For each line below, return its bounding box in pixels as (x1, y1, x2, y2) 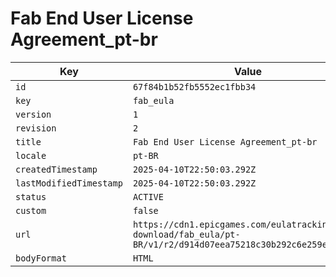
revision (15, 122, 57, 134)
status (15, 191, 47, 202)
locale (15, 150, 47, 161)
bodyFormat (15, 252, 67, 264)
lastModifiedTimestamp (15, 177, 123, 189)
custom (15, 205, 47, 216)
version (15, 108, 52, 120)
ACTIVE (132, 191, 164, 202)
